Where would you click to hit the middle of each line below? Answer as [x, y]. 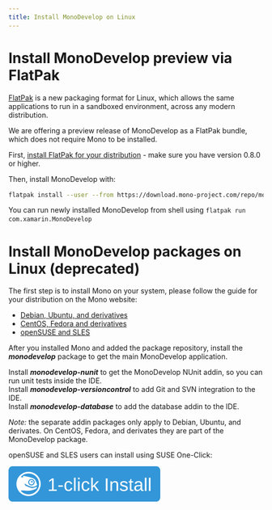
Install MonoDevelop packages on [125, 251]
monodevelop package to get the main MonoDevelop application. [118, 356]
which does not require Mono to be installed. [83, 139]
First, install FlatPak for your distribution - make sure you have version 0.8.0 [134, 154]
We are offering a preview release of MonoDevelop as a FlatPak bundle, [128, 130]
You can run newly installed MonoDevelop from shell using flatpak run [127, 210]
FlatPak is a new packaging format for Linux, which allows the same [121, 98]
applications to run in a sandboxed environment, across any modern [122, 106]
